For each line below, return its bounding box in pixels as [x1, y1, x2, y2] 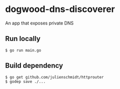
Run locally [5, 34, 41, 43]
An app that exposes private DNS [5, 20, 74, 26]
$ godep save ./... [5, 79, 46, 84]
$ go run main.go [5, 47, 41, 53]
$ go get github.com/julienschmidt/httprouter [5, 74, 104, 79]
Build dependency [5, 61, 63, 70]
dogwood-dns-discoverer [5, 3, 115, 15]
